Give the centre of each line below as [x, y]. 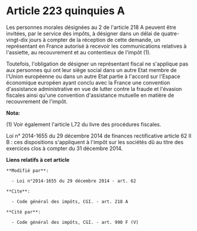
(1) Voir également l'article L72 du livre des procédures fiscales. [84, 124]
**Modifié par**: [28, 170]
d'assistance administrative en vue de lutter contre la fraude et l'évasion [94, 89]
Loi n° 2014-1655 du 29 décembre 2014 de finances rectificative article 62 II [99, 136]
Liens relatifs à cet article [38, 160]
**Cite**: [18, 191]
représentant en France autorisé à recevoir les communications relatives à [96, 46]
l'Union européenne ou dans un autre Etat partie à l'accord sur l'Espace [93, 76]
